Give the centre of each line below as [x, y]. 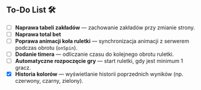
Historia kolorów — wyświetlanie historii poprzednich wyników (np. [99, 74]
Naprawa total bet [38, 34]
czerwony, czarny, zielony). [49, 81]
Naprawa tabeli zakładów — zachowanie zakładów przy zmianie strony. [105, 27]
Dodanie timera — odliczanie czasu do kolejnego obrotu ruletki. [94, 54]
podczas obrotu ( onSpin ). [46, 48]
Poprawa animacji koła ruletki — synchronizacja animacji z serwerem [102, 41]
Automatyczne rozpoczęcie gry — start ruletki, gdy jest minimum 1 [99, 61]
